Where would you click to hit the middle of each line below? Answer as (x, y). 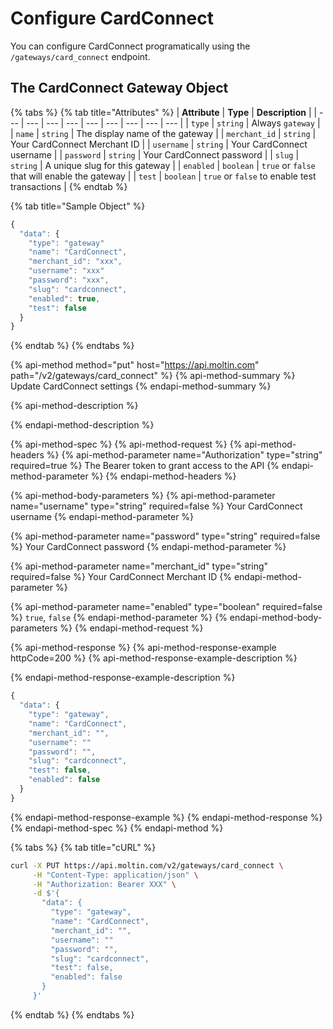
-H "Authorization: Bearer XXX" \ (104, 884)
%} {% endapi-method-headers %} (163, 476)
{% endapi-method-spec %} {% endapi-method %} (117, 828)
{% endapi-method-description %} (82, 425)
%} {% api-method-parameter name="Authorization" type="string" (184, 455)
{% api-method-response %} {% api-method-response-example (143, 648)
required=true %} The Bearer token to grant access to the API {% (145, 466)
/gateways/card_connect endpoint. (80, 56)
